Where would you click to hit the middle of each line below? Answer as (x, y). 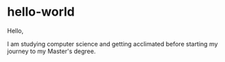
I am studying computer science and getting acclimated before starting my (113, 44)
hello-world (41, 12)
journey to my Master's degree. (51, 51)
